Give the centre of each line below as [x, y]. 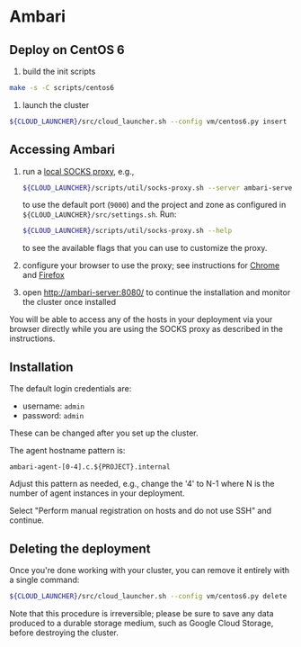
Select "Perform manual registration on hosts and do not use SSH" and [141, 511]
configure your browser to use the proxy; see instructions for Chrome [151, 265]
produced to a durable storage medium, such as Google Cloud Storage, [142, 623]
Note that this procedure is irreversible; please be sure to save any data [142, 613]
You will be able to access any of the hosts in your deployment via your [141, 319]
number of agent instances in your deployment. [97, 493]
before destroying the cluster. [64, 633]
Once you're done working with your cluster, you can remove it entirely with [150, 570]
